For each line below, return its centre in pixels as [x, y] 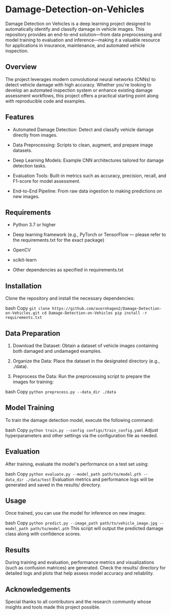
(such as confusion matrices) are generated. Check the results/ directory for [86, 568]
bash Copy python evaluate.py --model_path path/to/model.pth [73, 474]
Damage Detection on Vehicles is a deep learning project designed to [78, 24]
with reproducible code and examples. [46, 101]
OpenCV [22, 250]
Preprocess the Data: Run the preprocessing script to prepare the [81, 376]
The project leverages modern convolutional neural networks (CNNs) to [80, 79]
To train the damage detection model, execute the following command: [80, 420]
